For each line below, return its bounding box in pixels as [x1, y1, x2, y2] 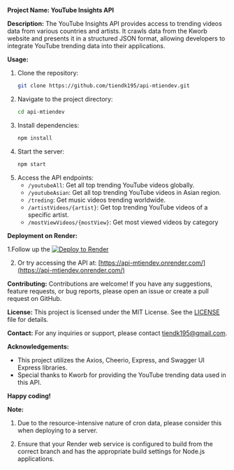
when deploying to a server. [17, 426, 98, 434]
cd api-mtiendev [17, 108, 65, 115]
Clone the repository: [17, 69, 79, 77]
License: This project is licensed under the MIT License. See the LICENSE [7, 307, 220, 316]
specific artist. [27, 210, 69, 219]
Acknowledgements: [7, 342, 70, 351]
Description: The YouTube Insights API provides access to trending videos [7, 20, 222, 27]
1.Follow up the [7, 244, 50, 254]
